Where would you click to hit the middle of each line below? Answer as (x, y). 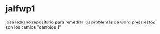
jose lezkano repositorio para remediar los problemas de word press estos (80, 22)
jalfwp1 (20, 9)
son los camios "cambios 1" (33, 27)
